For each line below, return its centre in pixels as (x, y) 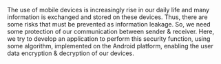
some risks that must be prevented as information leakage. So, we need (109, 24)
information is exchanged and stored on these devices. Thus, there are (107, 17)
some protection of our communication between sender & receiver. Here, (111, 31)
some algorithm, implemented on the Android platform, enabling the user (110, 46)
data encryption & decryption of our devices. (71, 53)
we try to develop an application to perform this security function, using (109, 39)
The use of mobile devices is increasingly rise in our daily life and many (108, 10)
